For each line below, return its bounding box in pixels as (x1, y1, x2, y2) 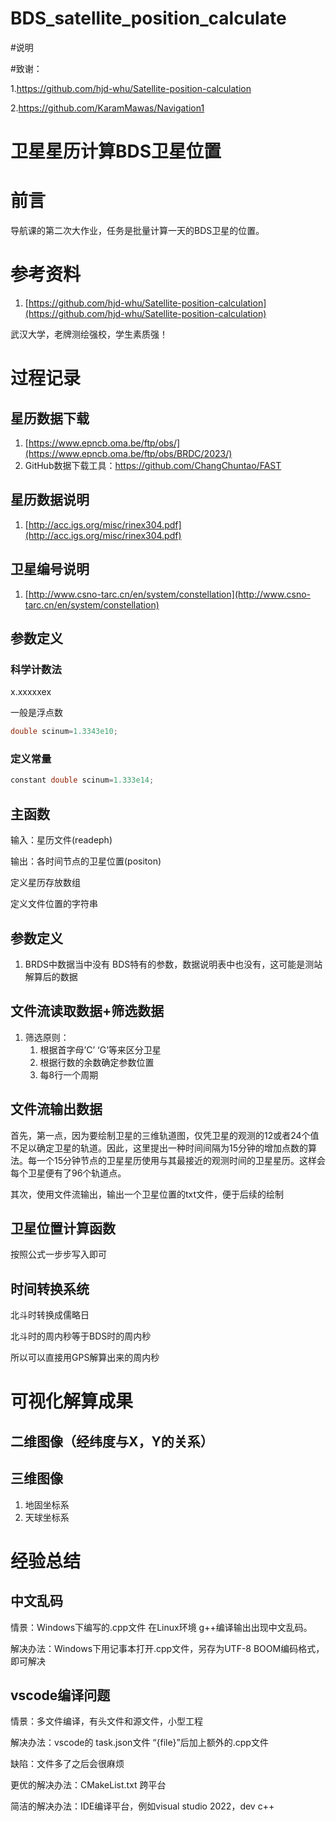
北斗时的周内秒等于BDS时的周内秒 (10, 1330, 152, 1342)
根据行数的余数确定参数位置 (39, 1056, 155, 1068)
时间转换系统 (10, 1280, 90, 1297)
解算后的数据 (24, 970, 78, 982)
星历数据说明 (10, 492, 90, 509)
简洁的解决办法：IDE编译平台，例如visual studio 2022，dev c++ (10, 1800, 275, 1812)
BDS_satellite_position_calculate (10, 7, 287, 30)
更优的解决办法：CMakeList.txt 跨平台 (10, 1779, 167, 1791)
